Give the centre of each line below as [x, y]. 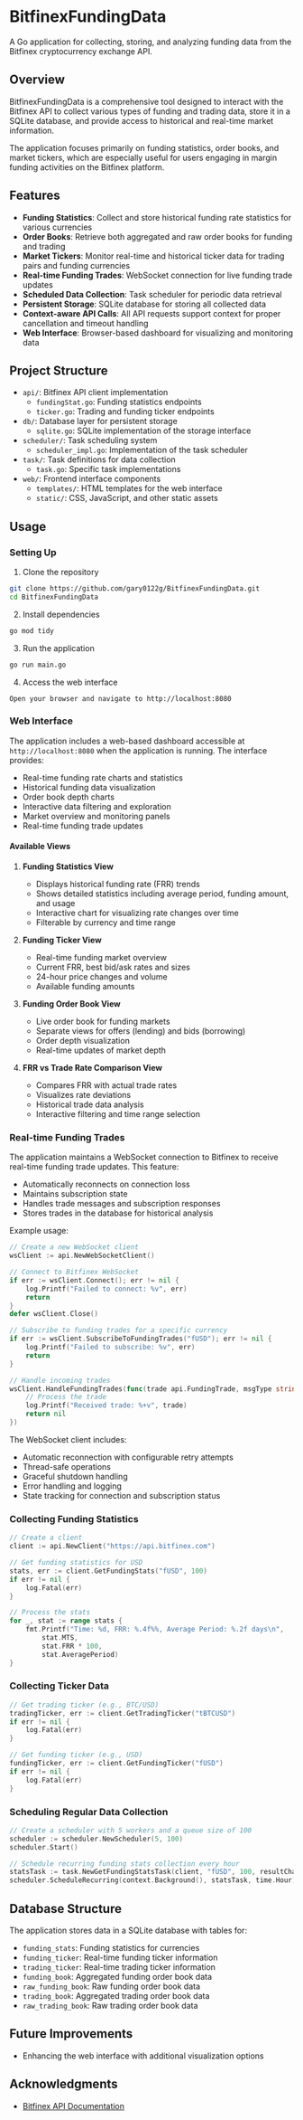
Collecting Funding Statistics [74, 1519]
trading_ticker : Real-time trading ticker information [119, 1967]
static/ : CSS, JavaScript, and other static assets [127, 498]
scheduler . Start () [44, 1847]
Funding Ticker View [62, 940]
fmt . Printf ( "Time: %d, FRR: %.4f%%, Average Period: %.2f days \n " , [155, 1630]
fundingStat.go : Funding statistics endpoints [119, 402]
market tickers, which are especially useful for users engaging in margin [143, 157]
